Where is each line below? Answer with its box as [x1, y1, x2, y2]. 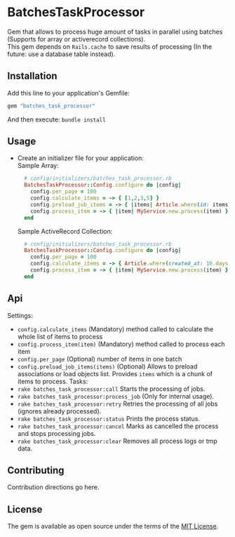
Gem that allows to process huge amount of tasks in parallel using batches [7, 27, 223, 36]
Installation [7, 70, 58, 82]
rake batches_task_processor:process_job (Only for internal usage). [17, 392, 215, 400]
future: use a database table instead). [7, 50, 116, 58]
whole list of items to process [17, 332, 103, 340]
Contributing [7, 465, 65, 477]
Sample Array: [17, 161, 59, 170]
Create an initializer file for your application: [17, 154, 144, 162]
